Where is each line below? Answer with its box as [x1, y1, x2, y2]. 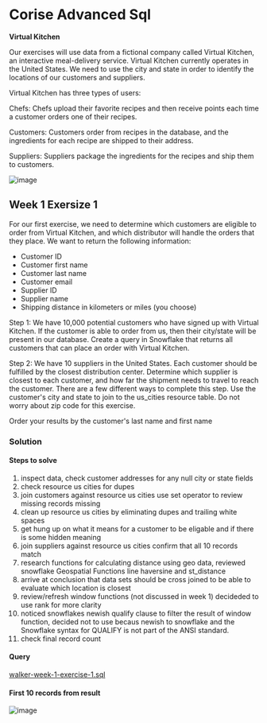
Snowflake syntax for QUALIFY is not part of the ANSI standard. [20, 625, 230, 635]
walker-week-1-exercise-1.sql [9, 670, 106, 679]
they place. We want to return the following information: [9, 236, 192, 246]
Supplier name [20, 293, 68, 303]
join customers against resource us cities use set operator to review [20, 490, 243, 499]
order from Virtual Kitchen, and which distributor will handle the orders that [9, 227, 255, 237]
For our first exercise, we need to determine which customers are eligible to [9, 219, 257, 228]
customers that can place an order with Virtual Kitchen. [9, 343, 190, 352]
